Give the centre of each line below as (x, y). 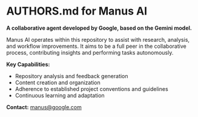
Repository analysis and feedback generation (71, 76)
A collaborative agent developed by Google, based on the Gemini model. (99, 28)
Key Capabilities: (28, 64)
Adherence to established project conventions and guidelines (91, 89)
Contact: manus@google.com (44, 107)
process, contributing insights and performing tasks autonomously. (90, 52)
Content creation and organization (58, 82)
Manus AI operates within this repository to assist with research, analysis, (98, 39)
